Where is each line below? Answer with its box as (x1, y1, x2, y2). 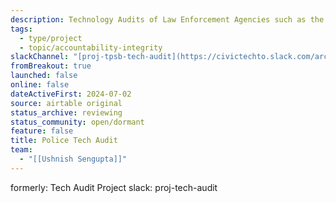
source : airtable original (10, 98, 123, 108)
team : (10, 145, 33, 155)
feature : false (10, 126, 74, 136)
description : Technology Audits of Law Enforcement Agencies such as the (10, 14, 325, 25)
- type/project (19, 33, 83, 43)
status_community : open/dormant (10, 117, 145, 127)
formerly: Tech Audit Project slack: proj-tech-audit (10, 181, 218, 193)
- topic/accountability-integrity (19, 42, 163, 53)
